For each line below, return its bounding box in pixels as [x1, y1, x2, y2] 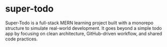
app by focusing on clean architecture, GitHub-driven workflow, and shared [5, 30, 162, 36]
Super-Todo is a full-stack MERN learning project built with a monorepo [5, 20, 154, 26]
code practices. [5, 36, 38, 42]
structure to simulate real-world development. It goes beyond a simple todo [5, 25, 162, 31]
